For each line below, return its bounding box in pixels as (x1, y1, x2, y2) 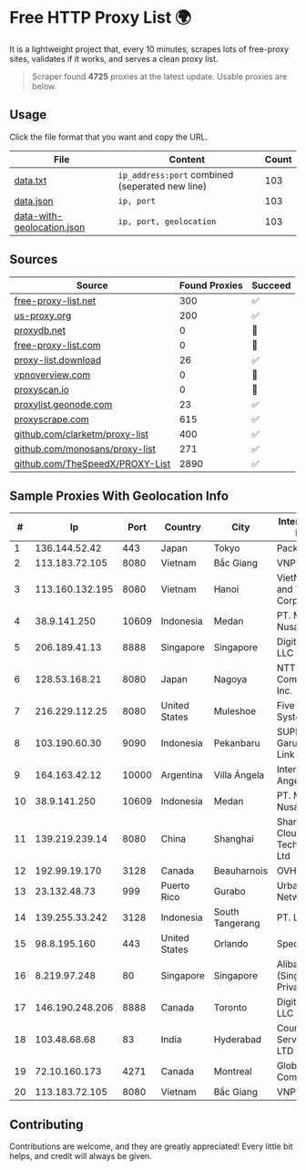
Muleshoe (213, 705, 257, 718)
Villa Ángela (213, 769, 265, 782)
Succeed (251, 279, 291, 292)
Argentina (160, 769, 203, 782)
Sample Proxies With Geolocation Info (9, 488, 229, 503)
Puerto (160, 879, 189, 892)
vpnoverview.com (14, 368, 91, 381)
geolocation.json (14, 221, 86, 233)
